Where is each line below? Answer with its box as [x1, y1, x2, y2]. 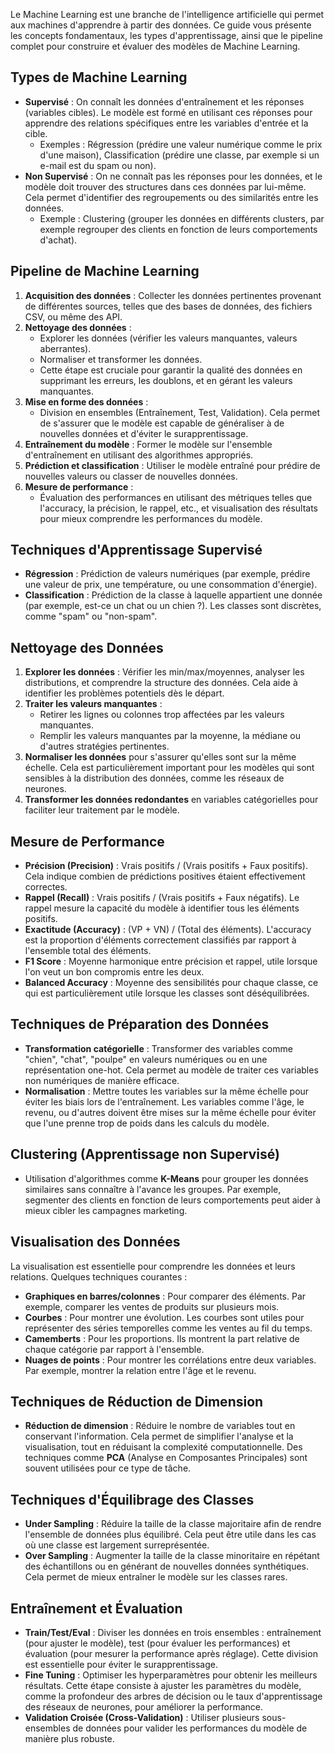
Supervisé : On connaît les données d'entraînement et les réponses [24, 95, 305, 108]
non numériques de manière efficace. [24, 1074, 180, 1086]
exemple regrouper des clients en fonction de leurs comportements [39, 223, 318, 235]
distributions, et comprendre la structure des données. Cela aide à [24, 677, 298, 689]
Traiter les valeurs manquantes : [24, 698, 163, 710]
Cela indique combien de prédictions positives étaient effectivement [24, 870, 306, 883]
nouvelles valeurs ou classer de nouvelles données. [24, 470, 238, 482]
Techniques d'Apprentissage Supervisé [10, 542, 263, 559]
